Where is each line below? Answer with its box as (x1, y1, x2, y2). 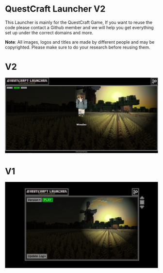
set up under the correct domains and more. (5, 30, 94, 35)
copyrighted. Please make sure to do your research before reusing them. (5, 44, 150, 50)
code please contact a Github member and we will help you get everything (5, 24, 154, 30)
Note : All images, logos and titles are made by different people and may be (5, 39, 155, 45)
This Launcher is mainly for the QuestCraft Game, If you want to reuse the (5, 19, 153, 25)
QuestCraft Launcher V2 (5, 3, 106, 15)
